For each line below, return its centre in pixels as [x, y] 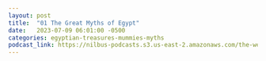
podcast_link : [32, 45]
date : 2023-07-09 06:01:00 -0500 [67, 30]
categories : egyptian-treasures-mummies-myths [86, 38]
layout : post [30, 15]
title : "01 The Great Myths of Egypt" [74, 23]
